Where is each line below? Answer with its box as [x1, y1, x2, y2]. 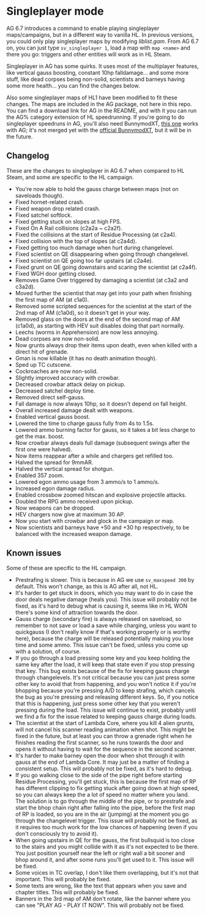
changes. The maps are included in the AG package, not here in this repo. [6, 100, 192, 108]
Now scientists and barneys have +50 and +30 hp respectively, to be [15, 524, 190, 531]
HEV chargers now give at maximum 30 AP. [15, 510, 125, 518]
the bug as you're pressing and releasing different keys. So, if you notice [15, 693, 199, 701]
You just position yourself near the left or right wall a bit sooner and [15, 849, 185, 857]
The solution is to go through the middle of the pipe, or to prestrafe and [15, 797, 195, 805]
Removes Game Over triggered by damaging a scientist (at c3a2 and [15, 276, 188, 284]
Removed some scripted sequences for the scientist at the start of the [15, 302, 192, 310]
